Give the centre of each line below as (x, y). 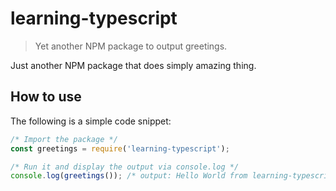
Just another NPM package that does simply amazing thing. (133, 65)
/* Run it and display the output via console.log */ (125, 167)
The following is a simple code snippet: (91, 121)
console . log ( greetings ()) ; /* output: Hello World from (129, 176)
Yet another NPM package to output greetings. (131, 46)
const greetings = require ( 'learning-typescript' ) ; (120, 148)
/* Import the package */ (64, 139)
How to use (46, 97)
